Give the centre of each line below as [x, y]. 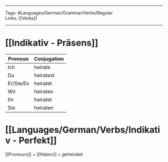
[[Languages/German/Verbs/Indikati [83, 130]
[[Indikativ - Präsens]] [52, 43]
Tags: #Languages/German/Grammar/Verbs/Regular [59, 13]
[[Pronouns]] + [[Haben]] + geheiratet [44, 154]
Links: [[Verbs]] [21, 18]
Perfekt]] [38, 141]
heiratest [44, 75]
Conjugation [49, 59]
